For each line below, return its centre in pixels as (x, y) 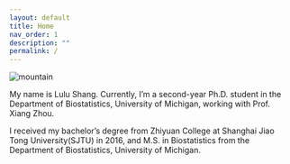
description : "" (40, 43)
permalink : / (34, 51)
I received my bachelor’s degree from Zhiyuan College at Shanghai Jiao (142, 131)
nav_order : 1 (34, 34)
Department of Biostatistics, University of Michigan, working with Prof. (140, 104)
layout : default (40, 18)
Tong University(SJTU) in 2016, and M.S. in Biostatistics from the (130, 141)
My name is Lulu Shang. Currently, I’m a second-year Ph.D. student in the (145, 95)
